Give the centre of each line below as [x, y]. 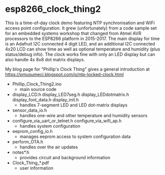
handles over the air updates [49, 147]
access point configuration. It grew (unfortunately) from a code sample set [81, 28]
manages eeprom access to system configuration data [75, 136]
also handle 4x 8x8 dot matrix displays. [45, 59]
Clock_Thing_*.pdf [31, 163]
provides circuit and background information [65, 157]
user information [36, 168]
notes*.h [21, 152]
